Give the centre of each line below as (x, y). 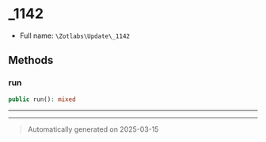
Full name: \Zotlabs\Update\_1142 (75, 35)
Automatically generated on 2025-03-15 (93, 129)
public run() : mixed (42, 99)
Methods (31, 60)
